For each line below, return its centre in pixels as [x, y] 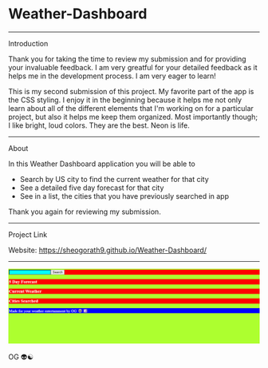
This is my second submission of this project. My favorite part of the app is [131, 91]
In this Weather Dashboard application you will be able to [102, 164]
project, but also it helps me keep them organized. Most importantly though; [133, 117]
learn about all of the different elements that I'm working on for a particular [131, 108]
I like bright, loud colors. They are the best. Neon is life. [99, 125]
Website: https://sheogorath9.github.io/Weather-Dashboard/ [108, 250]
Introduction [28, 43]
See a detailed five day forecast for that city [92, 188]
